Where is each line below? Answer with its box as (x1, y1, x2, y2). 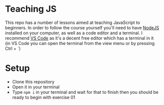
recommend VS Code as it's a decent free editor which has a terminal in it (5, 35, 154, 41)
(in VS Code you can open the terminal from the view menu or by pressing (5, 40, 155, 46)
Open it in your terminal (12, 84, 60, 90)
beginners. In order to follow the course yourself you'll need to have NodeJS (5, 24, 159, 30)
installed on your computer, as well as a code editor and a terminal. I (5, 30, 143, 36)
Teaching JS (5, 3, 57, 15)
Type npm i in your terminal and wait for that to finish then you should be (12, 89, 159, 95)
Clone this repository (12, 79, 55, 84)
